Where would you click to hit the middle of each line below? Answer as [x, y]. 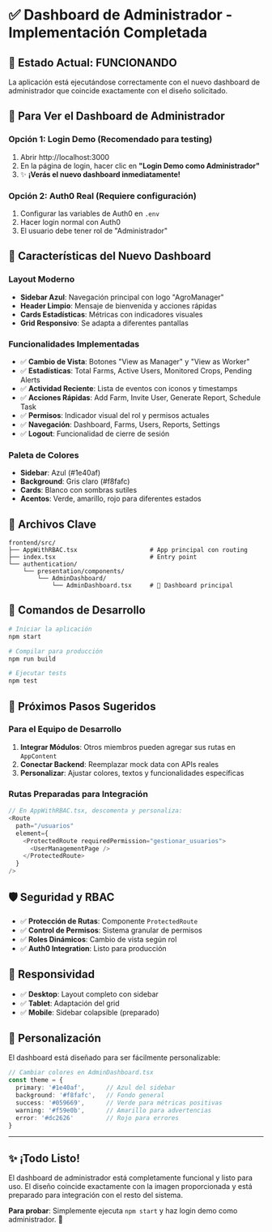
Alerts [30, 380]
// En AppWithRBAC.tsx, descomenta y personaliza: [96, 811]
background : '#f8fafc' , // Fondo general [90, 1096]
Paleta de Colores [44, 454]
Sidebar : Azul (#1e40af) [60, 473]
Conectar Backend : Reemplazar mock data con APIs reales [119, 764]
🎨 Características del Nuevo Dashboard [110, 256]
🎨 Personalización [55, 1038]
